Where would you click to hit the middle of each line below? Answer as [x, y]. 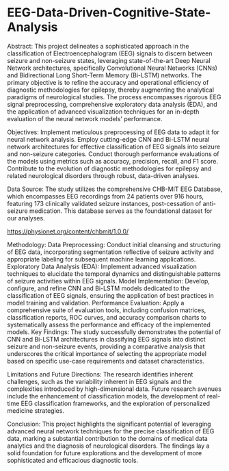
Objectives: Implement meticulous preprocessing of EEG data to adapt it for [113, 132]
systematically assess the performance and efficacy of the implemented [109, 324]
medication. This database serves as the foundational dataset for [121, 211]
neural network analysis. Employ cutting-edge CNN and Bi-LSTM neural [108, 139]
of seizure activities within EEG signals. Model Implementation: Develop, [109, 281]
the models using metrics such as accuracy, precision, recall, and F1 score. [113, 161]
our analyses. [26, 218]
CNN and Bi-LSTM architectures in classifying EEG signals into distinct [107, 339]
